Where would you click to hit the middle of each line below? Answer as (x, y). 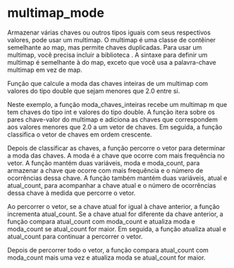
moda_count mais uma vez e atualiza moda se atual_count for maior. (106, 257)
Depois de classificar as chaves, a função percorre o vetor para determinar (116, 148)
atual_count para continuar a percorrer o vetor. (75, 236)
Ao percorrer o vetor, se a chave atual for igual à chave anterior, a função (113, 206)
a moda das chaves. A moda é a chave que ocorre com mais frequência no (116, 155)
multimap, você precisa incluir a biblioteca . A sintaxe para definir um (107, 55)
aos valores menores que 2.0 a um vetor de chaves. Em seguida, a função (115, 127)
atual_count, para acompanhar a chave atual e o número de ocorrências (112, 185)
